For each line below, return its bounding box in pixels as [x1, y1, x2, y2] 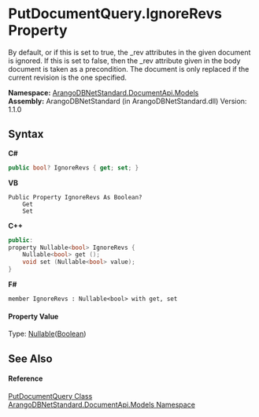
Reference [8, 374, 43, 383]
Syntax [8, 128, 44, 141]
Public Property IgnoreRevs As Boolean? [8, 193, 143, 201]
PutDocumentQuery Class [8, 391, 93, 400]
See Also [8, 352, 53, 365]
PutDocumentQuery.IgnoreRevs [8, 5, 223, 23]
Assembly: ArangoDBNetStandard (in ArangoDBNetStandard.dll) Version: [8, 96, 247, 106]
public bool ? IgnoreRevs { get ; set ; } [8, 163, 139, 172]
